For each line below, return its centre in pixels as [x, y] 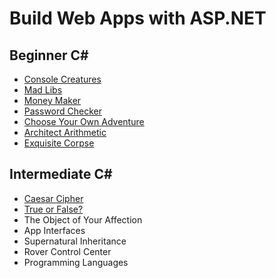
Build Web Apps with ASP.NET [138, 18]
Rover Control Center [67, 251]
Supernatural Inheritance [75, 241]
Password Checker [62, 111]
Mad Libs [43, 90]
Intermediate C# [61, 174]
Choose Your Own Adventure [84, 121]
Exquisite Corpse [59, 143]
